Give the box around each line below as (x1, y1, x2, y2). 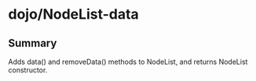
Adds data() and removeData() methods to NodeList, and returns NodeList (8, 57, 248, 66)
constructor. (8, 65, 48, 75)
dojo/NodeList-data (8, 5, 139, 23)
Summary (8, 37, 57, 50)
